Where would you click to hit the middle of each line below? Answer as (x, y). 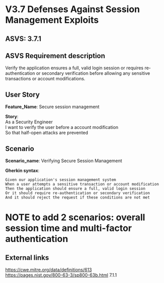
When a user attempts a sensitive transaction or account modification (82, 184)
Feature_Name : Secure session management (52, 107)
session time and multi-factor (69, 228)
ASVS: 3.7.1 (23, 39)
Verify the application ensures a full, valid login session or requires (74, 68)
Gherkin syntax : (22, 171)
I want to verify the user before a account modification (62, 127)
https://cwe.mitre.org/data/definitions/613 (49, 270)
